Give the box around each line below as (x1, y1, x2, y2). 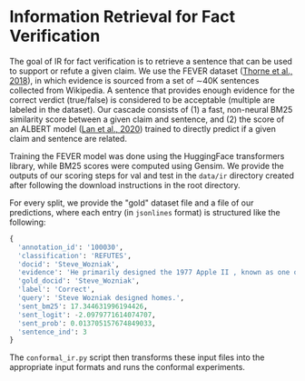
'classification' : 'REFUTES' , (17, 251, 132, 260)
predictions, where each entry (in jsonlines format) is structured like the (9, 206, 281, 217)
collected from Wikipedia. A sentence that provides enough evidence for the (9, 85, 295, 95)
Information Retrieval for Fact (9, 6, 236, 27)
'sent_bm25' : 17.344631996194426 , (17, 302, 148, 311)
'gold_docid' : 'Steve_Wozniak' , (17, 276, 141, 286)
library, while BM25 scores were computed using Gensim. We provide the (9, 160, 284, 171)
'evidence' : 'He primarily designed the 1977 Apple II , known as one (17, 268, 290, 277)
